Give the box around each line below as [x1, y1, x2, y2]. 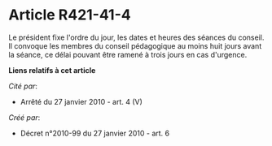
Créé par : [8, 112, 41, 122]
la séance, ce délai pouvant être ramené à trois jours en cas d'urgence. [8, 49, 248, 59]
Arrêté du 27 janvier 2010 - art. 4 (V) [20, 97, 143, 106]
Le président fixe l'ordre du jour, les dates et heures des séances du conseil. [8, 32, 265, 42]
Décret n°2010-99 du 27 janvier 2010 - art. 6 [20, 128, 169, 138]
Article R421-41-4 [8, 6, 132, 24]
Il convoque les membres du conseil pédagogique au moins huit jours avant [8, 41, 262, 50]
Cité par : [8, 81, 38, 91]
